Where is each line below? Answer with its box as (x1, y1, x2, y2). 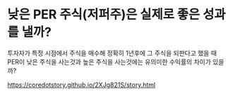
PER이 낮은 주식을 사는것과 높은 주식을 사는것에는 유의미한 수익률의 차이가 (7, 57, 212, 66)
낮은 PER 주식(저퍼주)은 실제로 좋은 (7, 6, 201, 23)
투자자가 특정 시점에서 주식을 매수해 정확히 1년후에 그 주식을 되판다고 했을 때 (7, 49, 217, 57)
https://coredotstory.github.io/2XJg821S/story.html (7, 80, 156, 89)
